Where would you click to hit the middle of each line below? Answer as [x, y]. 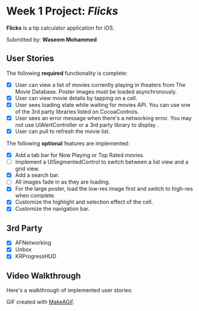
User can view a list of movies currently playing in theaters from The [100, 85]
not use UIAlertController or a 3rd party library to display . [87, 125]
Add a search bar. [37, 175]
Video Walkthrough [44, 276]
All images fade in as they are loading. [63, 182]
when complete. [35, 196]
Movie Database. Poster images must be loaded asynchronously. [96, 91]
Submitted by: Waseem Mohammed [51, 39]
